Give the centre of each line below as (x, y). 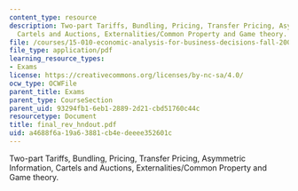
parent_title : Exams (47, 92)
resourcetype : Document (53, 116)
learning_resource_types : (57, 59)
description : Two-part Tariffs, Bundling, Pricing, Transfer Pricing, (142, 26)
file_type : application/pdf (61, 51)
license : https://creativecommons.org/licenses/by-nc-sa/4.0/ (126, 76)
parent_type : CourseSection (61, 100)
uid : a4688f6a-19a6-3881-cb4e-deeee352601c (91, 133)
